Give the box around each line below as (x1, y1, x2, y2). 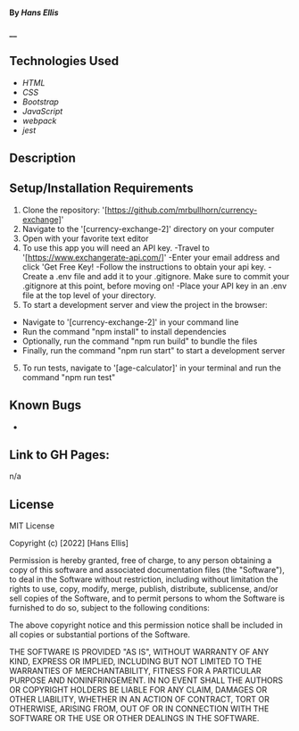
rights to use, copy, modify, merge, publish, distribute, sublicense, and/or (9, 584, 278, 594)
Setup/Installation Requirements (9, 181, 194, 196)
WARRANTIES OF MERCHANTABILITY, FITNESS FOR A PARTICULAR (9, 666, 262, 677)
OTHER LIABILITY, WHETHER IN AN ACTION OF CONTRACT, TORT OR (9, 694, 270, 705)
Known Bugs (9, 398, 82, 413)
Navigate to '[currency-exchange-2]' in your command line (21, 316, 239, 328)
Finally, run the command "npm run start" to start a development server (21, 345, 286, 355)
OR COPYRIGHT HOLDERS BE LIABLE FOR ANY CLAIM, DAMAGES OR (9, 685, 268, 695)
